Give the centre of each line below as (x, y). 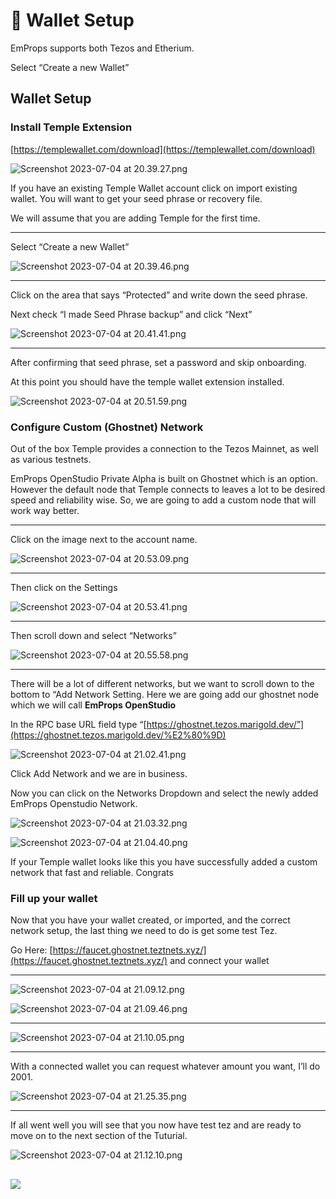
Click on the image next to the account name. (104, 539)
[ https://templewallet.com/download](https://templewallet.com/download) (163, 149)
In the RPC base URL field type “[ (78, 724)
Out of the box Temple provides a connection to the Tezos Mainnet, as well (164, 448)
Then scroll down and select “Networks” (93, 635)
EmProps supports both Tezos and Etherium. (102, 48)
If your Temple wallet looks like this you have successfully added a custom (164, 861)
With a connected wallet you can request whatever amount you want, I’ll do (165, 1066)
